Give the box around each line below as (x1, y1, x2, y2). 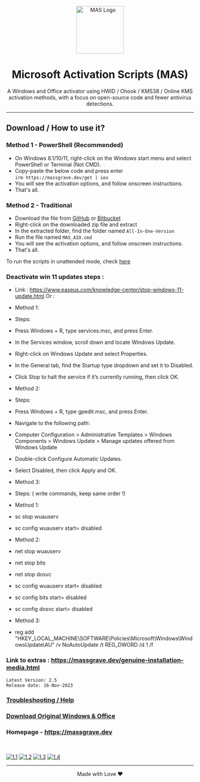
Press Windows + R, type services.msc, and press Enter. (14, 327, 154, 334)
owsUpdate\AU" (14, 641, 55, 648)
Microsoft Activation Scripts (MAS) (11, 68, 189, 82)
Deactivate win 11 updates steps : (6, 272, 104, 281)
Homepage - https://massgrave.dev (6, 728, 113, 736)
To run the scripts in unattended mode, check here (6, 257, 131, 265)
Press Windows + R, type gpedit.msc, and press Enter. (14, 408, 149, 415)
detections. (86, 100, 114, 107)
